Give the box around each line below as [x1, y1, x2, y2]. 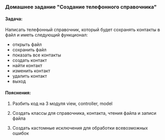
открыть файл [12, 42, 42, 47]
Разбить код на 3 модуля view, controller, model [12, 100, 113, 107]
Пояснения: [5, 90, 31, 95]
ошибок [12, 130, 29, 137]
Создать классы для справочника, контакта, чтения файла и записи [12, 110, 157, 116]
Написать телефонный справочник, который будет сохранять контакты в [5, 27, 160, 33]
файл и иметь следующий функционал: [5, 32, 88, 38]
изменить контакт [12, 68, 51, 74]
